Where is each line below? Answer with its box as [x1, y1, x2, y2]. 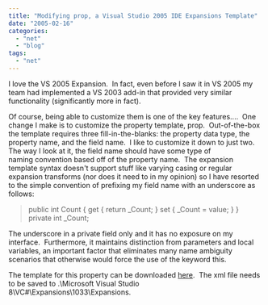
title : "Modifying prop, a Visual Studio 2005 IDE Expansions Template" [8, 11, 258, 20]
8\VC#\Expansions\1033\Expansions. [8, 287, 132, 297]
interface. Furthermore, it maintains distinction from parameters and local [8, 237, 254, 247]
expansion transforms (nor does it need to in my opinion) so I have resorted [8, 171, 260, 182]
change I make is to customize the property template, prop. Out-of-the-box [8, 120, 261, 130]
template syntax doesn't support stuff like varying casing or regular [8, 163, 232, 173]
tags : [8, 49, 27, 57]
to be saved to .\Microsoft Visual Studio [8, 278, 140, 288]
